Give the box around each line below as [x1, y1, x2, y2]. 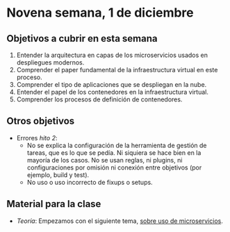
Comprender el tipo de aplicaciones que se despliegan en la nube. [16, 81, 207, 88]
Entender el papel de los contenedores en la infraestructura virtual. [16, 88, 209, 96]
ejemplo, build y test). [26, 170, 90, 179]
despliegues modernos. [16, 58, 85, 67]
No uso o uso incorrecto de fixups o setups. [26, 178, 154, 186]
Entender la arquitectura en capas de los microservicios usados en [16, 51, 208, 59]
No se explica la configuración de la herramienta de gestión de [26, 141, 207, 149]
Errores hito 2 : [16, 133, 58, 142]
